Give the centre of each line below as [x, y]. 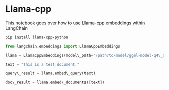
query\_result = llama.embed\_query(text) [50, 73]
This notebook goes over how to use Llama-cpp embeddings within [75, 23]
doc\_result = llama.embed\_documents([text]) [55, 83]
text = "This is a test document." [43, 64]
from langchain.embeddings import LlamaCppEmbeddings [63, 46]
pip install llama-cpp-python [37, 37]
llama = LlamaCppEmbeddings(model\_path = [49, 55]
